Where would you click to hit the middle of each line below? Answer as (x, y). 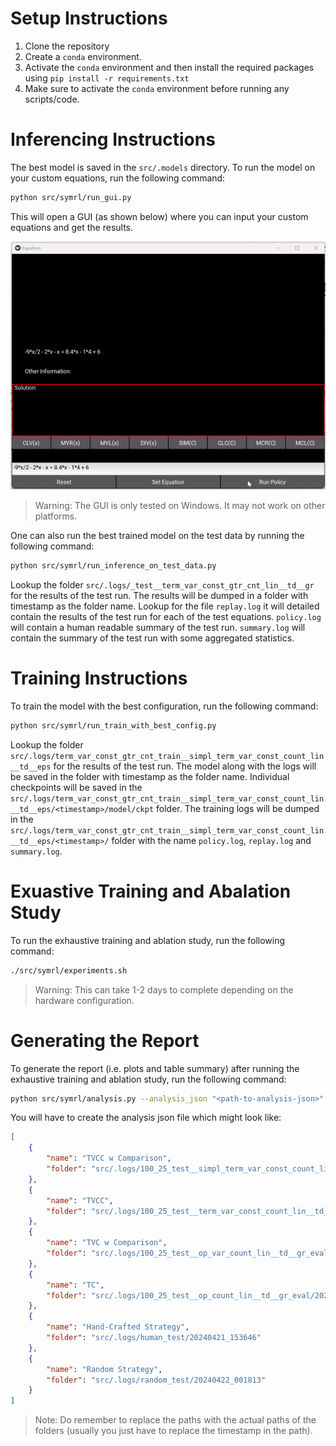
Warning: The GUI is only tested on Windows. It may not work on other (180, 506)
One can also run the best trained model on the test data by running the (157, 536)
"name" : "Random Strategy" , (104, 1369)
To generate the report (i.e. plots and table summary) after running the (155, 1068)
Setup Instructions (89, 18)
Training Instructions (99, 678)
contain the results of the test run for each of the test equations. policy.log (166, 616)
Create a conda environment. (83, 56)
